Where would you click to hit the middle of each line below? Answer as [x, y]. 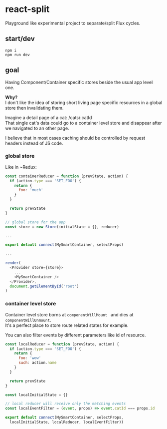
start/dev [20, 39]
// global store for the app [35, 222]
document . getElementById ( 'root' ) [44, 286]
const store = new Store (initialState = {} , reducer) [62, 227]
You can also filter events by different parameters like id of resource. [76, 335]
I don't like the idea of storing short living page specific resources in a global [84, 102]
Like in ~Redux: [21, 167]
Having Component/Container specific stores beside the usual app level [79, 82]
